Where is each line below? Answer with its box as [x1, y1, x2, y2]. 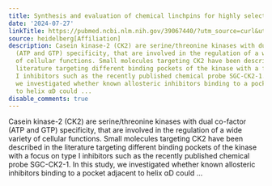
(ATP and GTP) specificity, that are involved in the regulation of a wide [8, 125, 243, 135]
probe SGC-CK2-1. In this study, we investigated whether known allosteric [8, 159, 256, 170]
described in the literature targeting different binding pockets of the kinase [8, 142, 257, 152]
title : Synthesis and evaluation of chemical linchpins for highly [8, 11, 241, 20]
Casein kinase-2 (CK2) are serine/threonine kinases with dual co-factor [8, 116, 247, 126]
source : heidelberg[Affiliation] [8, 34, 121, 43]
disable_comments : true [8, 95, 89, 103]
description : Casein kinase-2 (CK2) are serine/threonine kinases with [8, 42, 255, 50]
